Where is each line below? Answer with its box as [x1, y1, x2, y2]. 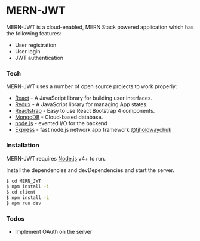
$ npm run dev [6, 200, 42, 207]
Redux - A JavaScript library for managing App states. [14, 101, 148, 108]
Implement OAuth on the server [14, 228, 93, 236]
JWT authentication [14, 54, 64, 61]
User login [14, 47, 41, 55]
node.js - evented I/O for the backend [14, 120, 108, 127]
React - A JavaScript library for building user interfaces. [14, 94, 153, 102]
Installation [6, 141, 40, 150]
